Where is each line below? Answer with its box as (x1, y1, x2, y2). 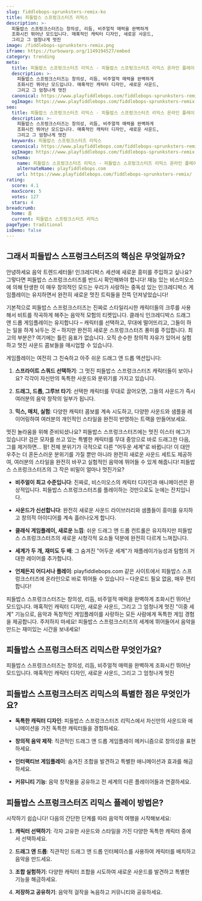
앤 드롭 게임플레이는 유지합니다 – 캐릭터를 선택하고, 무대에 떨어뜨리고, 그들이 (6, 319, 185, 326)
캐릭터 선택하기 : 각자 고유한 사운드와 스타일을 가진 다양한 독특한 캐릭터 (14, 827, 180, 835)
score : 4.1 (11, 183, 39, 189)
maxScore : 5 (11, 188, 42, 194)
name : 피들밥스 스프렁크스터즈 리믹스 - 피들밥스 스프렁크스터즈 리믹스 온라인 (17, 160, 183, 166)
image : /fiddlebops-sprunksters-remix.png (6, 43, 114, 49)
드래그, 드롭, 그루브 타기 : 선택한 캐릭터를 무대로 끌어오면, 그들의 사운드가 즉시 (14, 387, 195, 395)
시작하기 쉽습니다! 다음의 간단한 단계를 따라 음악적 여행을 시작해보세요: (6, 815, 171, 821)
